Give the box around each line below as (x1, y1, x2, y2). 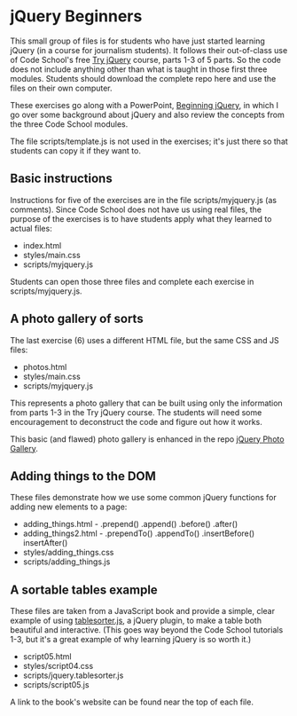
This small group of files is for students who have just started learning (10, 35, 265, 46)
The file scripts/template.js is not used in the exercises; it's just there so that (10, 136, 289, 146)
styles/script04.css (22, 661, 94, 672)
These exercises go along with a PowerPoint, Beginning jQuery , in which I (10, 99, 278, 110)
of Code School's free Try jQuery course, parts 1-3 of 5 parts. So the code (10, 54, 282, 65)
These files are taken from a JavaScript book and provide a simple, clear (10, 606, 276, 617)
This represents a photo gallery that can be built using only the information (10, 397, 283, 408)
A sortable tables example (10, 582, 158, 597)
